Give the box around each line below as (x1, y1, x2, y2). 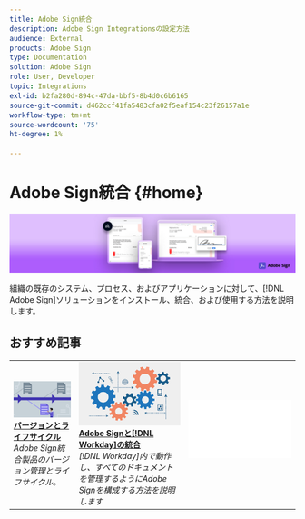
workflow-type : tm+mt (9, 110, 92, 120)
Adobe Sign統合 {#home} (9, 183, 203, 204)
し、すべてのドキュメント (78, 462, 174, 473)
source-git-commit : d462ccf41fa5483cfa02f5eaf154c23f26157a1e (9, 101, 250, 110)
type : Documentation (9, 53, 88, 63)
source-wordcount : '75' (9, 120, 100, 129)
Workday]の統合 (78, 439, 141, 450)
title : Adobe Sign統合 (9, 15, 93, 24)
